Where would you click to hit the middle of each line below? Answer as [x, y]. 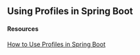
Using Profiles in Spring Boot [70, 11]
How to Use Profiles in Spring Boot [56, 44]
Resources [23, 29]
